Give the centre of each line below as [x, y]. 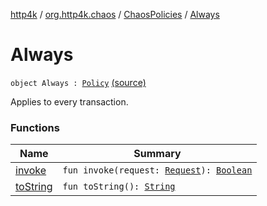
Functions [35, 127]
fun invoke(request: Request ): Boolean [157, 170]
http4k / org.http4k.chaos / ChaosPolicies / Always [115, 14]
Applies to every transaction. [69, 101]
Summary [157, 154]
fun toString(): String [119, 187]
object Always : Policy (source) [78, 82]
